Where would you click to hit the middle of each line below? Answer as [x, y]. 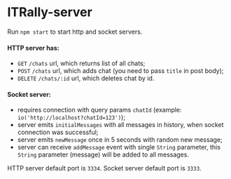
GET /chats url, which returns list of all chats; [81, 63]
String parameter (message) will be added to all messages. [103, 154]
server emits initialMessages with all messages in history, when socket [120, 125]
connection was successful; [58, 132]
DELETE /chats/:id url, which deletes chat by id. [86, 79]
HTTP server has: [33, 48]
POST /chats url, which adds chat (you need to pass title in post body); [120, 71]
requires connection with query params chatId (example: [99, 110]
